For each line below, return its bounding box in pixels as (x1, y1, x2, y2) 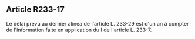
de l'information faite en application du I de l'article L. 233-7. (6, 26, 152, 33)
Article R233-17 (6, 5, 65, 15)
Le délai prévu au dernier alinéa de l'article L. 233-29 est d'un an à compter (6, 20, 189, 27)
